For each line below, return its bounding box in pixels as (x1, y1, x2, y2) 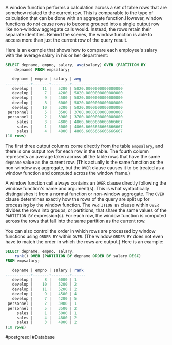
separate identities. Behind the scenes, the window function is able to (5, 32, 152, 37)
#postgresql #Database (5, 334, 55, 340)
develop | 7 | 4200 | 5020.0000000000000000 (12, 91, 123, 96)
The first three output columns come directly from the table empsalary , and (5, 143, 163, 149)
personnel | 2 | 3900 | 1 (7, 301, 77, 306)
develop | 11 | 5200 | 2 (12, 287, 77, 292)
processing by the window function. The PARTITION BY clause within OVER (5, 202, 159, 208)
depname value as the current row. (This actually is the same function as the (5, 159, 163, 166)
